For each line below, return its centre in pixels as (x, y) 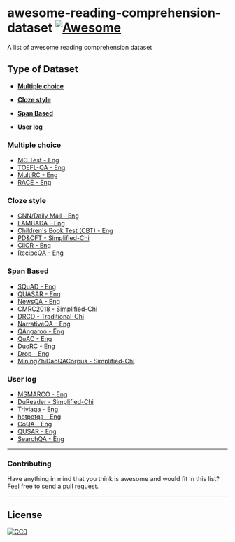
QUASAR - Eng (39, 294)
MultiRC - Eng (37, 175)
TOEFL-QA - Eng (41, 168)
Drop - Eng (33, 353)
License (25, 515)
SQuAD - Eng (37, 286)
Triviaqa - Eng (37, 409)
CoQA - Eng (35, 424)
